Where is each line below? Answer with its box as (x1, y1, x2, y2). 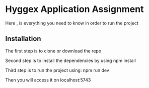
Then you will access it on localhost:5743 (5, 76, 91, 83)
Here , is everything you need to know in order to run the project (5, 20, 138, 26)
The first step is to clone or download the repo (5, 47, 102, 53)
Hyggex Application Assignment (5, 3, 144, 15)
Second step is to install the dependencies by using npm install (5, 57, 136, 63)
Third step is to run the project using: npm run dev (5, 67, 110, 73)
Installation (5, 34, 41, 43)
